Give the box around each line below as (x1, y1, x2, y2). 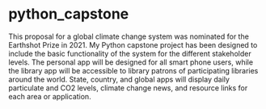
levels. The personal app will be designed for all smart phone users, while (8, 57, 253, 67)
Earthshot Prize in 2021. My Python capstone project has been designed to (8, 40, 258, 49)
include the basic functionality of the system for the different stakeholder (8, 48, 252, 58)
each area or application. (8, 91, 91, 101)
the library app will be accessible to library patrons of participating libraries (8, 65, 259, 75)
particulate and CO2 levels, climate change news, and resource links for (8, 82, 248, 93)
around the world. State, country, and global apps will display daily (8, 74, 230, 84)
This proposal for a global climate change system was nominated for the (8, 31, 249, 41)
